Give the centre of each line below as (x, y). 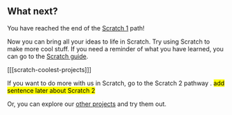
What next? (33, 11)
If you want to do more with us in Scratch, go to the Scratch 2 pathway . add (116, 83)
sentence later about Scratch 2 (51, 90)
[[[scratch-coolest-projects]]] (50, 69)
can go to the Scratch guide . (48, 56)
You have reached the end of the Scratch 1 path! (76, 28)
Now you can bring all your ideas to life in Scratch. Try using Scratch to (108, 42)
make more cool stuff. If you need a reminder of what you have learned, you (115, 48)
